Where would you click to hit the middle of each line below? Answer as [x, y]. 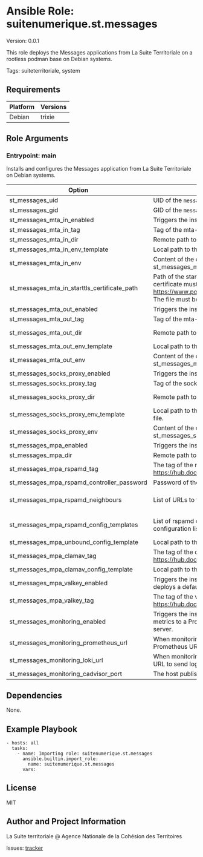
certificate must [176, 284]
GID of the [168, 210]
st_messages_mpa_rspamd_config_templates [74, 525]
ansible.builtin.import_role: [60, 759]
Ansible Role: [40, 11]
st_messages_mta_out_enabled [53, 309]
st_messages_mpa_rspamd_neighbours [66, 500]
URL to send [171, 664]
